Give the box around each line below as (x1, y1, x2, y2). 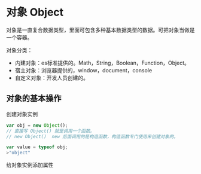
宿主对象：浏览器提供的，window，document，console (14, 66, 153, 74)
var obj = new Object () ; (6, 122, 68, 129)
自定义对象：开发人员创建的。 (14, 74, 89, 81)
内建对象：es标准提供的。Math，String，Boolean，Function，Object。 (14, 59, 190, 66)
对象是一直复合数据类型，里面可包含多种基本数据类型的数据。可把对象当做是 (6, 26, 195, 33)
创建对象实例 (6, 110, 38, 117)
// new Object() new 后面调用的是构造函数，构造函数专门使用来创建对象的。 (6, 133, 178, 139)
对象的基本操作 (6, 93, 62, 103)
